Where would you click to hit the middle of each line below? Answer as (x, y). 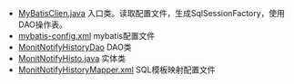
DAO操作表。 (43, 24)
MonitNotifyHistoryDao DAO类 (75, 47)
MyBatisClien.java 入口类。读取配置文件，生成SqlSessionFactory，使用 (151, 13)
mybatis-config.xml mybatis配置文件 (86, 36)
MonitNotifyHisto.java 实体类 (71, 58)
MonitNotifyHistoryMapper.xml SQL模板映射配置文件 (117, 70)
